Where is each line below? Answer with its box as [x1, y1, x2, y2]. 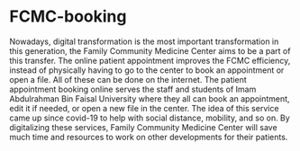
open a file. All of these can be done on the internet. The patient [9, 74, 248, 84]
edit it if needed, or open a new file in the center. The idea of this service [9, 102, 279, 113]
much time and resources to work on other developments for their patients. [9, 131, 288, 142]
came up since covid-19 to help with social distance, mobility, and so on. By [9, 112, 290, 123]
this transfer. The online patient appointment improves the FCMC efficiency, [9, 55, 291, 66]
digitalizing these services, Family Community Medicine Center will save [9, 121, 277, 132]
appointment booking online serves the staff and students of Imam [9, 84, 257, 94]
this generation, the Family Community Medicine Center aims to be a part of [9, 45, 291, 56]
